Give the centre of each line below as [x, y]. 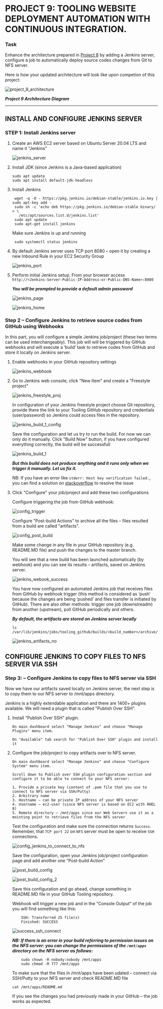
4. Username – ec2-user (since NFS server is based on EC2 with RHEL [84, 804]
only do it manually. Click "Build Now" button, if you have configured [81, 439]
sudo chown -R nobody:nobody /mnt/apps [61, 960]
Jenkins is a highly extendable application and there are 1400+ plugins [76, 703]
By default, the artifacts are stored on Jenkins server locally [74, 619]
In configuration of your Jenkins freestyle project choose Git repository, [84, 405]
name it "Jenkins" [30, 149]
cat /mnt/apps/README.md [37, 987]
